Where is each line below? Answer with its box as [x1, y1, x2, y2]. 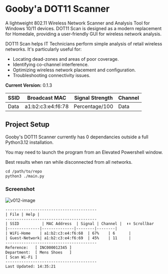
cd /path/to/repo [5, 169, 42, 174]
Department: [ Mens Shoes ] [5, 250, 72, 255]
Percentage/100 [74, 103, 113, 110]
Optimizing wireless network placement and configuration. [12, 67, 136, 73]
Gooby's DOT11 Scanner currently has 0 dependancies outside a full [5, 134, 149, 140]
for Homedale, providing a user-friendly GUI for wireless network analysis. [5, 31, 162, 37]
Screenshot [5, 186, 35, 193]
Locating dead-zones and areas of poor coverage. [12, 56, 119, 62]
